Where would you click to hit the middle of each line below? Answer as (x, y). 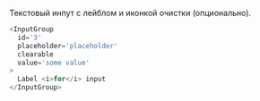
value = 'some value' (54, 63)
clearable (35, 54)
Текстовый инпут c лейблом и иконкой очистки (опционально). (130, 13)
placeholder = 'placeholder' (68, 46)
